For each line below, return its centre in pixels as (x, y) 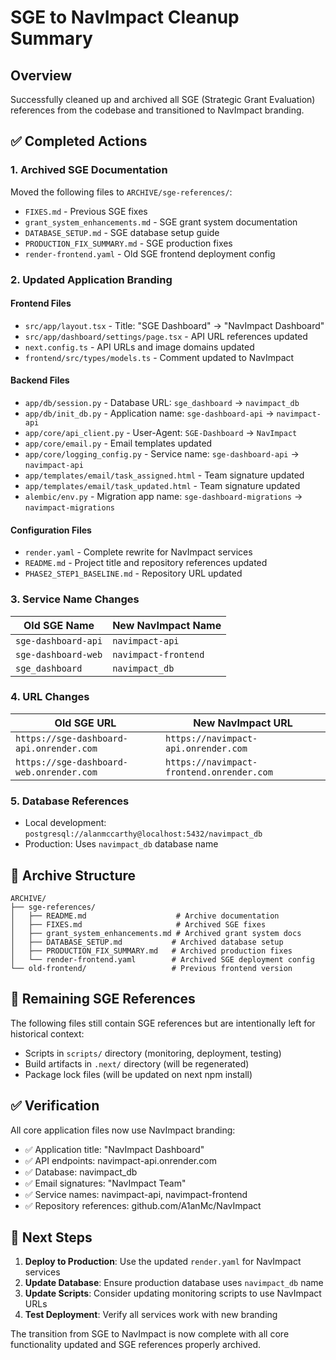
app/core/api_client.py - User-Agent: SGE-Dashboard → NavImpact (161, 433)
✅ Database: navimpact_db (81, 1172)
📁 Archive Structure (73, 875)
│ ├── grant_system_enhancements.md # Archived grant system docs (156, 933)
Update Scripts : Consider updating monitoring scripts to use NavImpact (173, 1293)
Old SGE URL (85, 723)
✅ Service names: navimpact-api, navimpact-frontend (136, 1194)
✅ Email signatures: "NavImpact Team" (105, 1183)
